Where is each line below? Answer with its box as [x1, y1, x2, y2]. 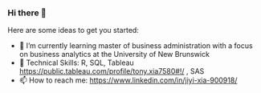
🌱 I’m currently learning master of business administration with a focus [18, 41, 254, 51]
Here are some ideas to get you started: [7, 26, 140, 35]
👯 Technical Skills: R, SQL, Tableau [18, 58, 134, 67]
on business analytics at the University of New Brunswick [18, 50, 210, 59]
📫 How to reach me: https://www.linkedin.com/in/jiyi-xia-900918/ [18, 75, 238, 85]
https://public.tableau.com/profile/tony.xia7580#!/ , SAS [18, 67, 205, 76]
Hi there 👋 [7, 7, 47, 18]
